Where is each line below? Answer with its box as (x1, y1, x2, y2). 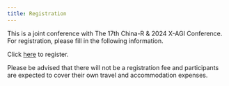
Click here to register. (7, 50, 69, 58)
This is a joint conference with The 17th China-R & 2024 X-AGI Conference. (7, 29, 223, 37)
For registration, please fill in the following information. (7, 36, 164, 45)
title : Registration (7, 10, 68, 17)
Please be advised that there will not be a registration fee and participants (7, 63, 219, 71)
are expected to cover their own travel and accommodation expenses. (7, 71, 208, 79)
